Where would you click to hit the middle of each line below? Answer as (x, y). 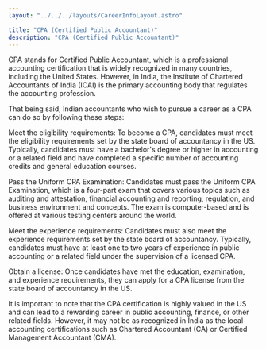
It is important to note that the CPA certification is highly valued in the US (127, 304)
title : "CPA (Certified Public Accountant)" (83, 30)
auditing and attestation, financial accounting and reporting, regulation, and (131, 198)
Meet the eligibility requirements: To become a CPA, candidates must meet (130, 133)
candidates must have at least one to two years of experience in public (124, 248)
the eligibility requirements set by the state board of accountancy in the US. (132, 141)
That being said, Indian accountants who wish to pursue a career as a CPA (130, 109)
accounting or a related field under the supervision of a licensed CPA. (122, 256)
